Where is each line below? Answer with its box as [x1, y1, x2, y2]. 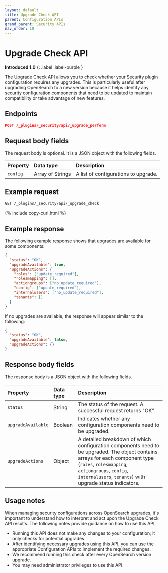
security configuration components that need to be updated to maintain [5, 90, 152, 96]
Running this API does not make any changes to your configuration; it [12, 530, 155, 536]
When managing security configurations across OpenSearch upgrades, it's [5, 510, 159, 516]
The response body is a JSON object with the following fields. [5, 374, 132, 380]
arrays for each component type [78, 454, 154, 461]
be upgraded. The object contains [78, 448, 158, 455]
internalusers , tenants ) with [78, 473, 146, 480]
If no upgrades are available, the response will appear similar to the [5, 313, 144, 319]
